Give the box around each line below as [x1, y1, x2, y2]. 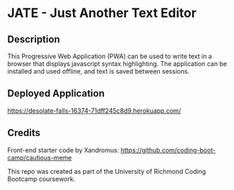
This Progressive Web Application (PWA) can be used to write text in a [7, 52, 212, 60]
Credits [7, 127, 41, 139]
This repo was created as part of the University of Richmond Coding [7, 167, 206, 175]
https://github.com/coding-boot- [120, 145, 216, 154]
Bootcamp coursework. [7, 174, 76, 183]
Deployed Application [7, 87, 105, 100]
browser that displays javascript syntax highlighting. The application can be [7, 60, 228, 68]
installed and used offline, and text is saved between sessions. [7, 67, 189, 75]
